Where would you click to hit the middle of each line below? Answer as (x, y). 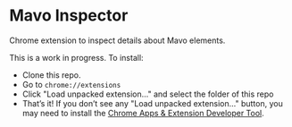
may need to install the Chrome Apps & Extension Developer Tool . (143, 113)
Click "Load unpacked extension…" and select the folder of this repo (148, 94)
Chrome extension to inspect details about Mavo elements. (117, 40)
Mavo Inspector (69, 16)
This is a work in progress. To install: (77, 57)
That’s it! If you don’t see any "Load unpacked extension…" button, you (152, 103)
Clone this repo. (51, 75)
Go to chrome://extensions (71, 84)
